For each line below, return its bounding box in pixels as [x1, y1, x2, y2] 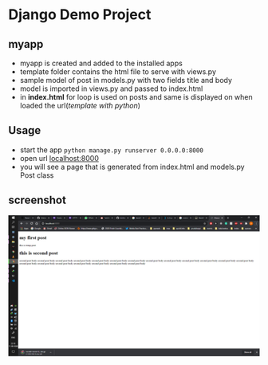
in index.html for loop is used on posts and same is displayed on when [19, 92, 253, 101]
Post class [19, 170, 54, 180]
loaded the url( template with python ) [19, 101, 141, 110]
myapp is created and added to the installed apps [19, 58, 183, 68]
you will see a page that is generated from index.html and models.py [19, 162, 245, 171]
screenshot [8, 194, 66, 207]
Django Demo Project [8, 6, 152, 24]
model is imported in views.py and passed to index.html [19, 84, 203, 93]
